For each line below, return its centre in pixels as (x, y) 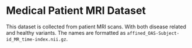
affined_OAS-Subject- (153, 33)
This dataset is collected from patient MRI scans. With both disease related (96, 27)
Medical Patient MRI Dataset (76, 11)
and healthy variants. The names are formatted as (66, 32)
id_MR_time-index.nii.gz (36, 39)
